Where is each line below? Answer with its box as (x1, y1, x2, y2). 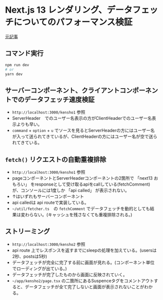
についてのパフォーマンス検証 (14, 17, 133, 28)
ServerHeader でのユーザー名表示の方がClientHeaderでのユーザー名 (12, 115, 152, 121)
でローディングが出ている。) (12, 265, 67, 271)
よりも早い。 (16, 121, 42, 127)
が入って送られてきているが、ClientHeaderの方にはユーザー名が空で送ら (12, 133, 158, 139)
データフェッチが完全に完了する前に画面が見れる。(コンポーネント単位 (12, 259, 155, 265)
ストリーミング (5, 227, 50, 236)
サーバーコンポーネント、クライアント (5, 86, 120, 94)
